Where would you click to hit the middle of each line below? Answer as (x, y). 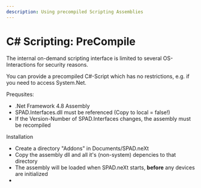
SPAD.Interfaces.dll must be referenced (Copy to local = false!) (92, 112)
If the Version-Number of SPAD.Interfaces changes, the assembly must (103, 118)
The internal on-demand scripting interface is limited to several (84, 58)
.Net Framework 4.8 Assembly (52, 106)
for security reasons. (63, 64)
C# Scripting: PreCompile (71, 41)
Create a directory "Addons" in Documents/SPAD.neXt (82, 148)
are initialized (31, 174)
